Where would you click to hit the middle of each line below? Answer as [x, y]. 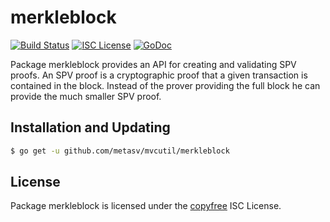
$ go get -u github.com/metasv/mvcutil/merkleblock [120, 151]
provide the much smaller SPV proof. [86, 96]
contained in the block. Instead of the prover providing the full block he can [165, 85]
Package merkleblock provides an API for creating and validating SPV [153, 64]
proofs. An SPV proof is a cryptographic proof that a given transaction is [159, 75]
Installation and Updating [90, 127]
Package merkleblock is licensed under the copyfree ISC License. [146, 206]
